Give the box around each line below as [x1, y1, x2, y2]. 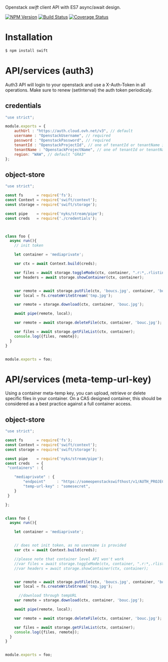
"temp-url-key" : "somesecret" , [23, 484, 91, 489]
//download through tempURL [18, 593, 77, 598]
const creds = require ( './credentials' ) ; [5, 216, 97, 221]
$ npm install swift [5, 48, 48, 53]
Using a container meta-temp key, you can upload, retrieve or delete [5, 390, 146, 396]
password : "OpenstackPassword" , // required [14, 138, 111, 143]
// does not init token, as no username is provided [14, 543, 126, 548]
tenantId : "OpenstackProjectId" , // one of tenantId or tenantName [14, 143, 160, 148]
